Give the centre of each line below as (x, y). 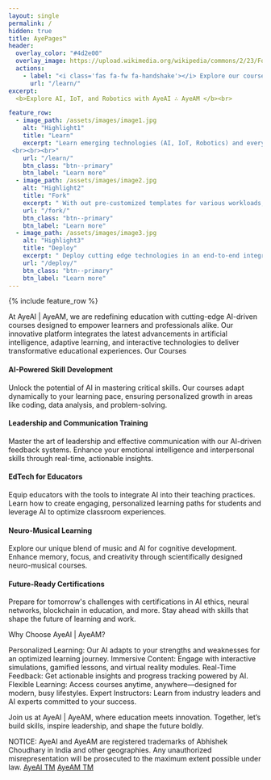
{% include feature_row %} (53, 301)
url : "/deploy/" (50, 263)
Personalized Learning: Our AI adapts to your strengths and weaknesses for (134, 650)
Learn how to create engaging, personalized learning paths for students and (135, 503)
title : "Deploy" (50, 248)
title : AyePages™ (38, 38)
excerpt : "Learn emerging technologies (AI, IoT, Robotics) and (133, 143)
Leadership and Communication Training (78, 423)
